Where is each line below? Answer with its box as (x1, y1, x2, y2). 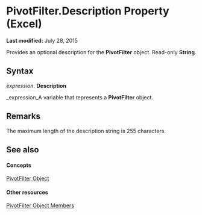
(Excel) (6, 17, 42, 31)
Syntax (6, 66, 34, 76)
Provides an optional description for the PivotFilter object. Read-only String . (6, 48, 197, 55)
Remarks (6, 111, 41, 122)
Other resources (6, 189, 48, 196)
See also (6, 145, 39, 155)
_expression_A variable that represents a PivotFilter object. (6, 93, 154, 101)
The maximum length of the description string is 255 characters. (6, 127, 166, 134)
